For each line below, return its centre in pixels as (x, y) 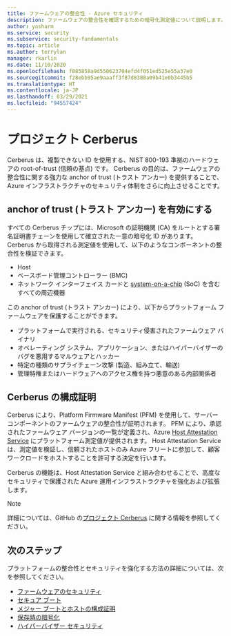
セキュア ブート (39, 600)
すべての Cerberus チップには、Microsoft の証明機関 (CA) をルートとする (111, 227)
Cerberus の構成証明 (52, 397)
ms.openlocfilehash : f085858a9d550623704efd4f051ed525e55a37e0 (100, 71)
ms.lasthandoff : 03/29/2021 (48, 97)
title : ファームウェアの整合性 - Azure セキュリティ (75, 13)
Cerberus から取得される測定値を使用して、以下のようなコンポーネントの (112, 245)
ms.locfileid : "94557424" (44, 103)
